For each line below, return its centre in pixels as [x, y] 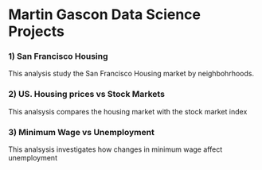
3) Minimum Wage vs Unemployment [82, 132]
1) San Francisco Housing [59, 56]
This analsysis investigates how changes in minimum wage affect [115, 149]
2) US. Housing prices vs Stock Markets [87, 95]
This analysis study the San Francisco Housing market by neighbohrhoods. [131, 74]
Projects [37, 31]
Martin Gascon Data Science [105, 15]
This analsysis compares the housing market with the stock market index [128, 111]
